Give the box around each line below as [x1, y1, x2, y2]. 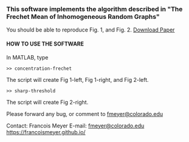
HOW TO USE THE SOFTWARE [6, 40, 84, 47]
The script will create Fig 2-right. [6, 98, 89, 106]
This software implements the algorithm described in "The [6, 5, 183, 13]
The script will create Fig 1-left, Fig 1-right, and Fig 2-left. [6, 76, 149, 83]
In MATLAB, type [6, 53, 49, 61]
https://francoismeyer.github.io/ [6, 128, 86, 135]
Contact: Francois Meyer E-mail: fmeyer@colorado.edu [6, 122, 145, 129]
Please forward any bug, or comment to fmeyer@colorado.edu [6, 110, 163, 117]
